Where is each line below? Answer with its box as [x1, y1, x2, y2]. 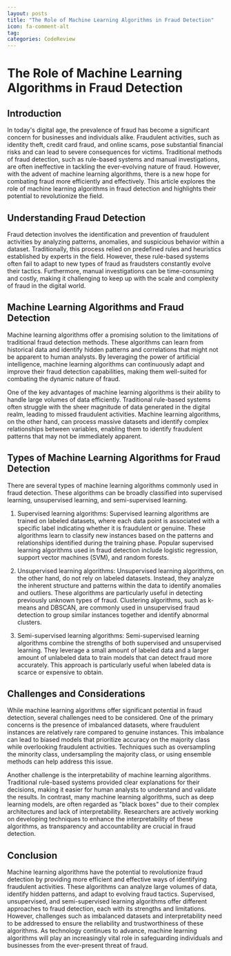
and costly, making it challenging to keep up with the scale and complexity [7, 274, 219, 282]
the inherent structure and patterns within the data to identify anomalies [17, 581, 222, 589]
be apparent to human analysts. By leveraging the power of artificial [7, 353, 200, 361]
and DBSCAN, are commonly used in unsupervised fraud [37, 603, 200, 612]
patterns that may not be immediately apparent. [7, 432, 143, 440]
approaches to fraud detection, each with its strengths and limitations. [7, 905, 207, 913]
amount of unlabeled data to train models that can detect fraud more [17, 653, 212, 661]
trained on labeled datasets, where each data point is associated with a [17, 516, 219, 525]
